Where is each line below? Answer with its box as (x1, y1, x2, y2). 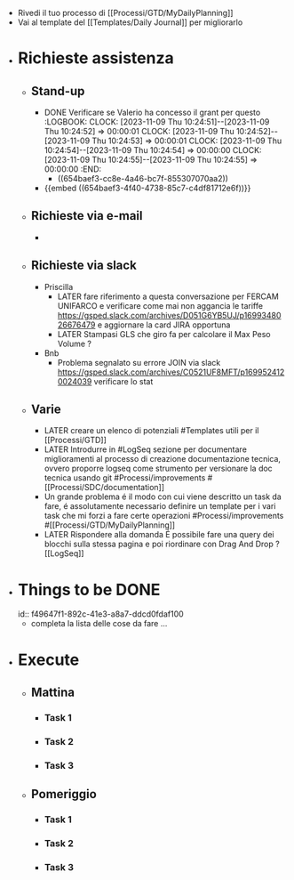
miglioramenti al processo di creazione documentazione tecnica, (44, 454, 282, 464)
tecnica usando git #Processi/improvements (44, 472, 206, 483)
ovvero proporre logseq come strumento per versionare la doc (44, 463, 273, 474)
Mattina (30, 684, 75, 699)
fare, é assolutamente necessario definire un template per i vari (44, 501, 276, 512)
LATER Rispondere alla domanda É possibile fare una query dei (44, 529, 274, 540)
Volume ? (57, 338, 91, 349)
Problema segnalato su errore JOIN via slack (57, 357, 221, 367)
